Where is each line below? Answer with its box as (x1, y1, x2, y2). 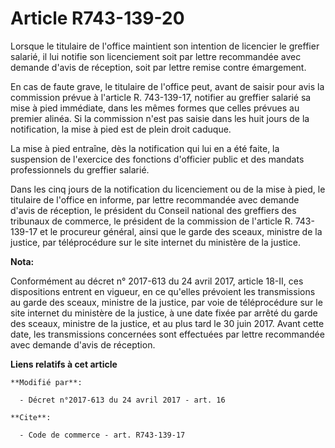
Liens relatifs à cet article (10, 358, 118, 370)
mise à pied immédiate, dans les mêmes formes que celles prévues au (10, 102, 300, 114)
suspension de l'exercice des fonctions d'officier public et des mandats (10, 153, 305, 165)
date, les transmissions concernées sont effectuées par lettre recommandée (10, 328, 325, 340)
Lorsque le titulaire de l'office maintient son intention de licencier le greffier (10, 40, 320, 52)
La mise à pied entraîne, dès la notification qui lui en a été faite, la (10, 142, 280, 154)
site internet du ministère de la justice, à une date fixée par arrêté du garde (10, 307, 318, 319)
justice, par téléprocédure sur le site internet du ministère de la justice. (10, 236, 301, 248)
